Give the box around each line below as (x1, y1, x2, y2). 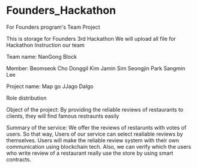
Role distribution (6, 94, 47, 101)
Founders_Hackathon (6, 4, 116, 17)
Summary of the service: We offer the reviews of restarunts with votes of (6, 124, 187, 131)
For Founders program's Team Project (6, 23, 100, 31)
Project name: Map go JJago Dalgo (6, 82, 94, 90)
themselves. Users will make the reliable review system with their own (6, 136, 180, 144)
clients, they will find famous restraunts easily (6, 112, 120, 119)
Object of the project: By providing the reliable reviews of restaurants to (6, 106, 184, 113)
